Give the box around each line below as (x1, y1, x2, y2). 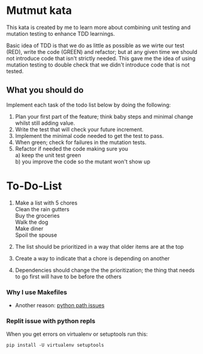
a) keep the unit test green (15, 151, 82, 159)
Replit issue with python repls (6, 316, 96, 325)
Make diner (15, 225, 44, 232)
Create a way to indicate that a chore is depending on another (15, 255, 170, 262)
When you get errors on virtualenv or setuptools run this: (6, 330, 148, 338)
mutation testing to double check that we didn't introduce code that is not (6, 61, 190, 68)
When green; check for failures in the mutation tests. (15, 139, 147, 146)
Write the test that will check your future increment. (15, 125, 144, 133)
